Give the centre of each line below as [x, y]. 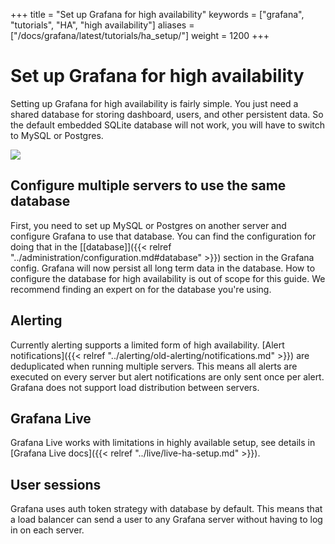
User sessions [56, 484]
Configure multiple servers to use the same [148, 185]
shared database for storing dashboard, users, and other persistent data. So [167, 114]
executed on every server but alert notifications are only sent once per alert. [167, 376]
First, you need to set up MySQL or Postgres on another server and [148, 225]
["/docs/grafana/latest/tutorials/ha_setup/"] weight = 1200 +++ [140, 35]
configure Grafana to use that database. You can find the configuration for [163, 236]
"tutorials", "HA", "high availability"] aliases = [102, 25]
